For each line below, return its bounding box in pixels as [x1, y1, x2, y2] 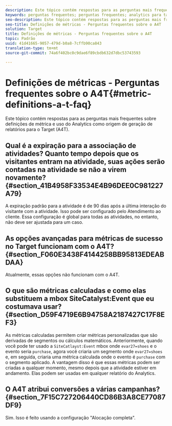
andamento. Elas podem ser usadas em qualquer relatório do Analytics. [5, 370, 156, 376]
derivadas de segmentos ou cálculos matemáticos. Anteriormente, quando [5, 337, 163, 344]
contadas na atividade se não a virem [5, 165, 127, 174]
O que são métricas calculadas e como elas [5, 286, 146, 295]
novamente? [5, 173, 46, 182]
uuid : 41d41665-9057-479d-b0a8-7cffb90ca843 [5, 41, 102, 46]
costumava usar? [5, 303, 62, 311]
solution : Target [5, 27, 42, 32]
